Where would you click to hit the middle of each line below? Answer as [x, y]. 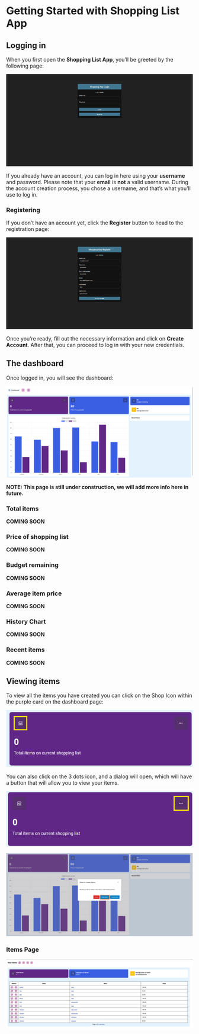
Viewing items [33, 681]
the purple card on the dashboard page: [55, 702]
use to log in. [22, 194]
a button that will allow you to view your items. [62, 782]
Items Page [23, 949]
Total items [23, 509]
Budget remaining [33, 565]
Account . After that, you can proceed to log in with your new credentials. [95, 345]
